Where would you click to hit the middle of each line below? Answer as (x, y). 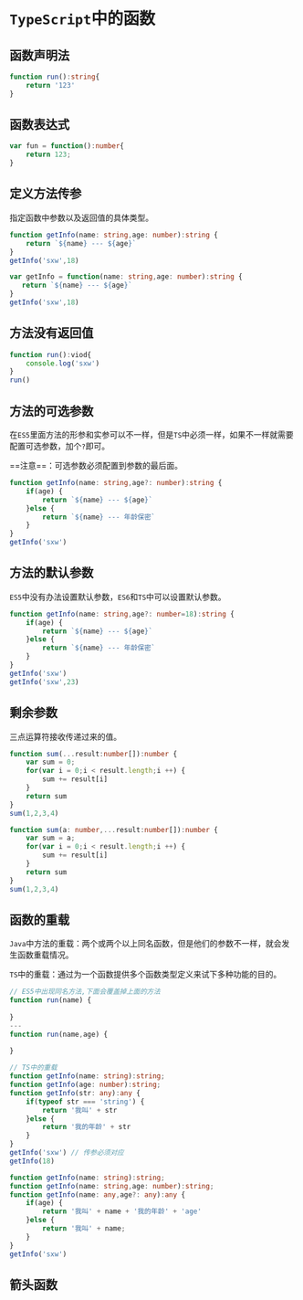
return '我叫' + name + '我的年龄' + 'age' (122, 1211)
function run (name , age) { (58, 1034)
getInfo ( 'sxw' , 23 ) (44, 682)
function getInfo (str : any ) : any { (75, 1093)
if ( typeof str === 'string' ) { (85, 1102)
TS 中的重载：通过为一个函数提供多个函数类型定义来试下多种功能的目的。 (146, 975)
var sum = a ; (51, 838)
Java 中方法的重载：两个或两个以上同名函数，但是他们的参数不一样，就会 (146, 944)
